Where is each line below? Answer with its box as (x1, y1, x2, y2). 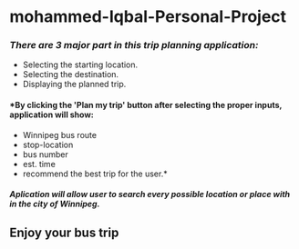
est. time (22, 158, 57, 169)
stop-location (22, 139, 74, 150)
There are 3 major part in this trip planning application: (9, 39, 259, 52)
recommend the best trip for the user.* (22, 168, 168, 179)
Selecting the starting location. (22, 59, 139, 70)
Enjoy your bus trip (9, 224, 119, 240)
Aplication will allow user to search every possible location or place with (9, 189, 291, 200)
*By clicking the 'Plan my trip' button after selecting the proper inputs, (9, 100, 283, 111)
